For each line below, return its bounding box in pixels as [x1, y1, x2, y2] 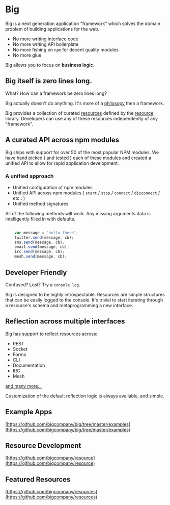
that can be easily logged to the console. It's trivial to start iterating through [5, 297, 163, 303]
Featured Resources [5, 475, 71, 484]
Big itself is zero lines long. [5, 77, 93, 85]
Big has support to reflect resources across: [5, 331, 98, 337]
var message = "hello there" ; [14, 230, 79, 235]
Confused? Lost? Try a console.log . [5, 282, 80, 288]
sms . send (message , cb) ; [14, 240, 65, 245]
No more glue [12, 52, 42, 58]
